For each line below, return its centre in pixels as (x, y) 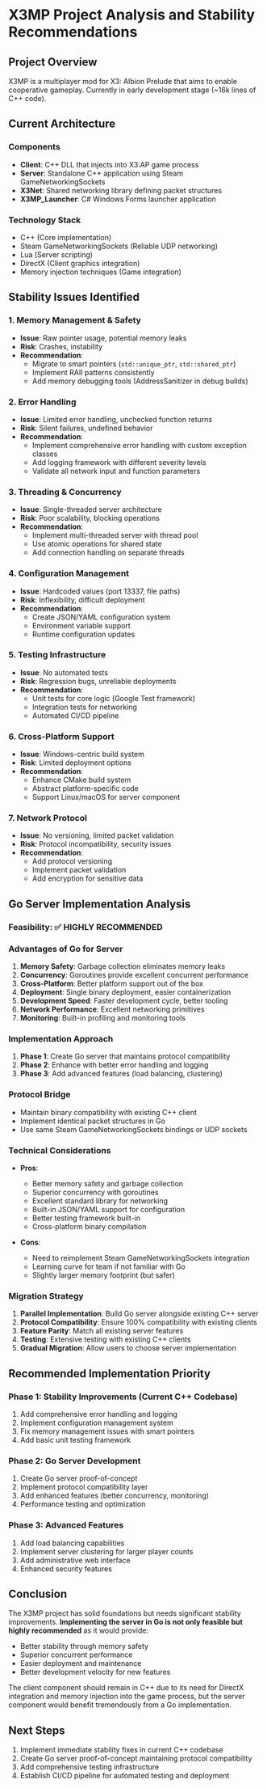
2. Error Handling (42, 402)
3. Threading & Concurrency (65, 492)
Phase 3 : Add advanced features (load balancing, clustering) (121, 1074)
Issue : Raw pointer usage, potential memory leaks (103, 338)
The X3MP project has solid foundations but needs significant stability (125, 1613)
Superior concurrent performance (76, 1655)
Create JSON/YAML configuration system (101, 617)
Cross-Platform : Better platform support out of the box (112, 983)
